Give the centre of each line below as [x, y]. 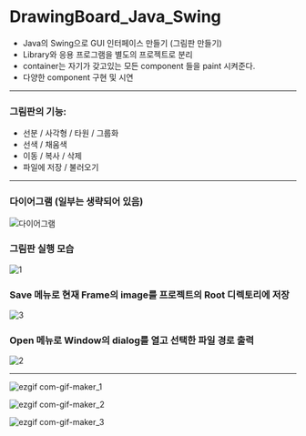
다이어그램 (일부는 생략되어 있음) [76, 202]
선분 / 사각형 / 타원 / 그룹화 [71, 133]
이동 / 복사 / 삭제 [52, 156]
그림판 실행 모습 [42, 249]
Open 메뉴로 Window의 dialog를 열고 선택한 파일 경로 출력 [132, 340]
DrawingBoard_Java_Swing [115, 17]
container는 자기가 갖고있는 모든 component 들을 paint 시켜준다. [139, 66]
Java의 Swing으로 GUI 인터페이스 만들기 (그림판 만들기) [122, 43]
